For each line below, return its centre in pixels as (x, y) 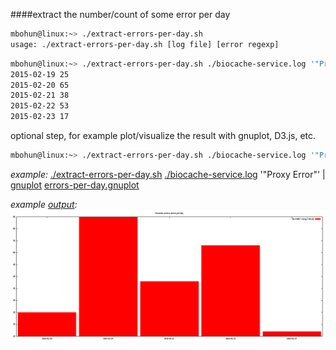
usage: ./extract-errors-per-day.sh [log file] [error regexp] (145, 44)
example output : (44, 204)
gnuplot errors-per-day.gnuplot (75, 185)
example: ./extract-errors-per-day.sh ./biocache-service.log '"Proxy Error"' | (168, 174)
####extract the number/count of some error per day (120, 14)
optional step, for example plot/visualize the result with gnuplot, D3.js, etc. (163, 135)
